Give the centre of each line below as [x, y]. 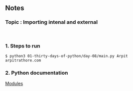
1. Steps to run [23, 45]
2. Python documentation [37, 73]
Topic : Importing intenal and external [52, 22]
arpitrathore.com [23, 60]
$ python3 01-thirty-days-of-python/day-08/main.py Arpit [66, 56]
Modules [14, 84]
